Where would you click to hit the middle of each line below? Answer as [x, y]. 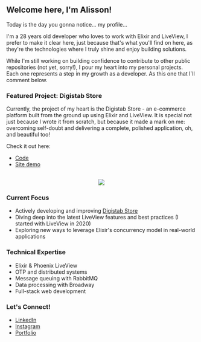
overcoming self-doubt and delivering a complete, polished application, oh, [100, 128]
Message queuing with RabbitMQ [56, 278]
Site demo [28, 164]
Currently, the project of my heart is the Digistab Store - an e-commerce [96, 109]
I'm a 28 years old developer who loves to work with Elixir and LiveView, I [97, 36]
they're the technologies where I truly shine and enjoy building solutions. [97, 49]
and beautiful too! [28, 135]
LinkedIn [26, 320]
